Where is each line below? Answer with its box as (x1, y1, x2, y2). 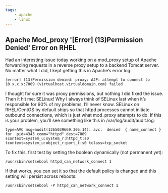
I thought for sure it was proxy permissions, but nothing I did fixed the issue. (5, 90, 163, 96)
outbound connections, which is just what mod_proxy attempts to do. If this (5, 112, 162, 118)
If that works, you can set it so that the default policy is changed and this (5, 168, 156, 174)
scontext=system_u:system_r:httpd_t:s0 (5, 136, 89, 141)
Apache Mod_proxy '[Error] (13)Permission (5, 35, 143, 44)
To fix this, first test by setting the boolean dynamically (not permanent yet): (5, 150, 163, 156)
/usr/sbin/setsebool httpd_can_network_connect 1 (5, 159, 112, 164)
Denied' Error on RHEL (5, 43, 77, 52)
